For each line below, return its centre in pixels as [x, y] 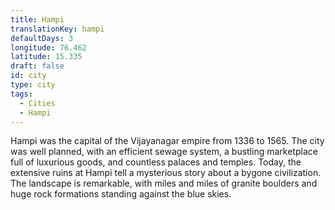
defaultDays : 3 [42, 38]
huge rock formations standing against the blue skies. [121, 194]
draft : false [37, 66]
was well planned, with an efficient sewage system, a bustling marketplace [164, 152]
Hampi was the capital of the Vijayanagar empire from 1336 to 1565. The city [167, 141]
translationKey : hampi [57, 29]
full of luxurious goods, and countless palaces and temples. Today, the [156, 162]
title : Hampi [37, 19]
